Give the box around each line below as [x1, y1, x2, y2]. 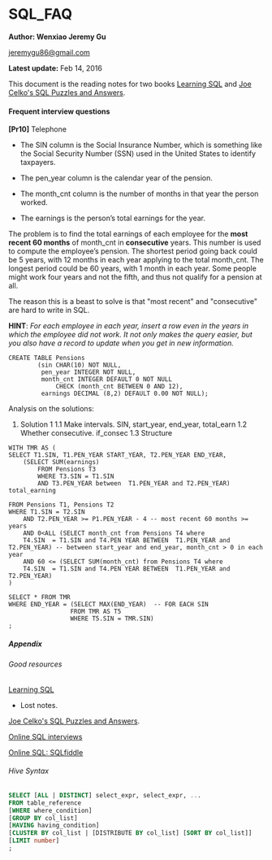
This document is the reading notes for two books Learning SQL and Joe [8, 79, 252, 89]
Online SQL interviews [8, 732, 83, 741]
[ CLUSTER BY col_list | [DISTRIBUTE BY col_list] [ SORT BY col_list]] [8, 829, 253, 837]
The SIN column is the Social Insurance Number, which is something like [19, 140, 262, 150]
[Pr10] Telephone [8, 124, 67, 134]
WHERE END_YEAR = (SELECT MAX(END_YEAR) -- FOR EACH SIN [8, 601, 209, 609]
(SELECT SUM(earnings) [23, 458, 100, 467]
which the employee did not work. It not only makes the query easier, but [8, 330, 253, 340]
